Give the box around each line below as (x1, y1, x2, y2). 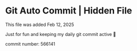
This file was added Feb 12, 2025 (5, 21, 74, 27)
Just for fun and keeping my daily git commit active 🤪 (5, 31, 116, 37)
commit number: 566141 (5, 40, 56, 47)
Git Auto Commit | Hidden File (5, 5, 132, 16)
